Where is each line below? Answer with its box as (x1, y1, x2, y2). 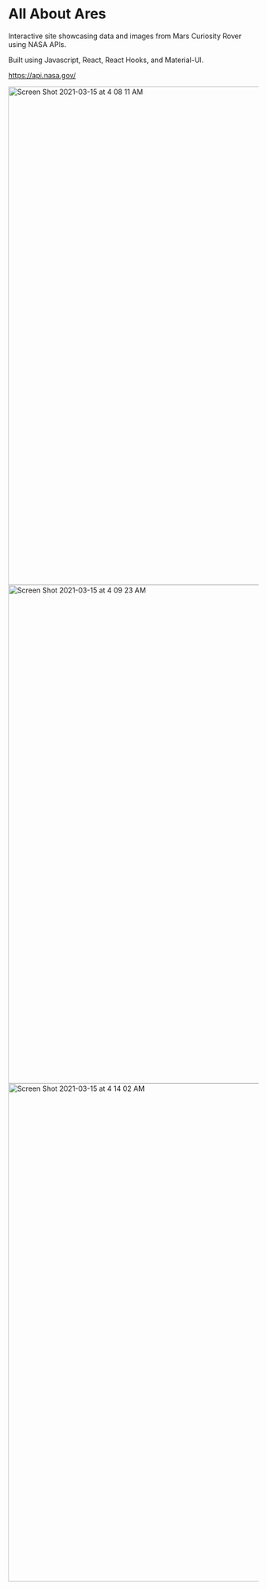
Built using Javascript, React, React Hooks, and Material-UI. (8, 55, 204, 65)
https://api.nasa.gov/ (8, 70, 76, 80)
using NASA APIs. (8, 39, 67, 49)
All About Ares (8, 5, 106, 23)
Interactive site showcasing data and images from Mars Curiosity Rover (8, 31, 242, 41)
